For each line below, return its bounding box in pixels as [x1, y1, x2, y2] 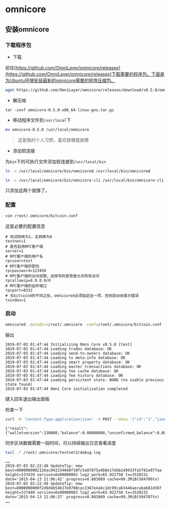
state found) [5, 382, 33, 387]
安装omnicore [5, 25, 50, 33]
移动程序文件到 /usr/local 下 [12, 117, 71, 123]
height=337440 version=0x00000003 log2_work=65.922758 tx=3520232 [5, 490, 148, 495]
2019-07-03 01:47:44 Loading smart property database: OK [5, 359, 130, 365]
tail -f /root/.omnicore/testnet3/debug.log [5, 450, 101, 455]
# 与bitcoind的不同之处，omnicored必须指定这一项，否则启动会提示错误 [5, 293, 139, 298]
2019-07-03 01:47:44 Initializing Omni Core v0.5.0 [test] [5, 342, 133, 347]
